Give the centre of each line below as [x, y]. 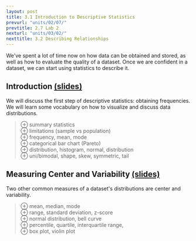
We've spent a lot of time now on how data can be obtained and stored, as [96, 56]
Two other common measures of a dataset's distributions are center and [93, 188]
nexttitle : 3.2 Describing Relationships [58, 39]
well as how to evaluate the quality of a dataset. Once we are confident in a [97, 62]
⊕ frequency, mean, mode [53, 137]
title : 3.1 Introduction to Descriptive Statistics [70, 17]
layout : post [22, 11]
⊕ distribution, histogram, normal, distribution [77, 149]
